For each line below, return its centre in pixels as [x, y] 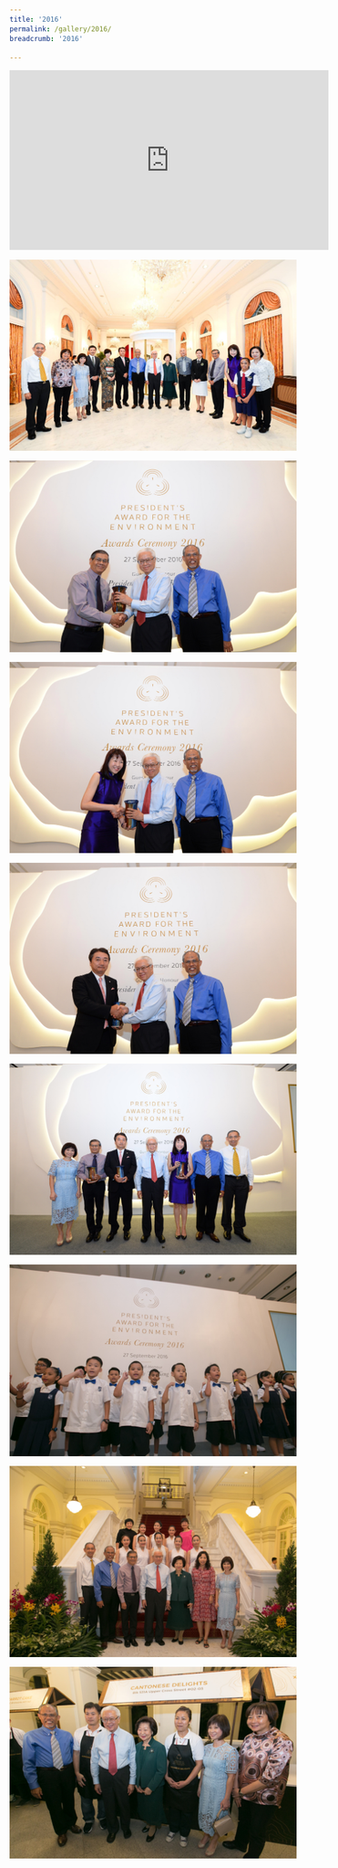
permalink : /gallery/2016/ [61, 29]
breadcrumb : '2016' [46, 38]
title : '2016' [36, 19]
